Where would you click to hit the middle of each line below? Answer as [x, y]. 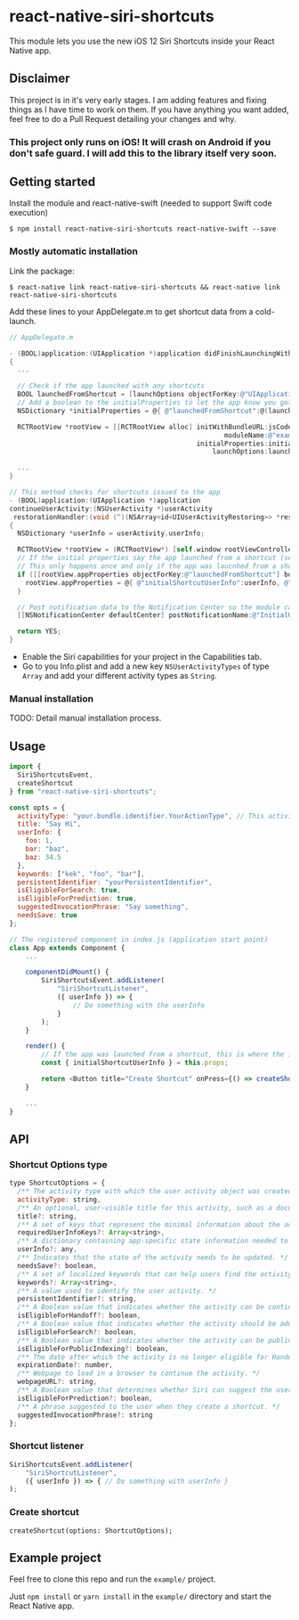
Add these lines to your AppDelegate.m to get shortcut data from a [131, 311]
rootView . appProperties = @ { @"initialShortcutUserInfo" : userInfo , [153, 582]
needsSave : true [47, 916]
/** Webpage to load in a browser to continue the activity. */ [139, 1373]
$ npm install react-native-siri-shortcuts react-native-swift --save [143, 229]
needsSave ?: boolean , [57, 1266]
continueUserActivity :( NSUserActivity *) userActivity [111, 509]
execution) [29, 213]
